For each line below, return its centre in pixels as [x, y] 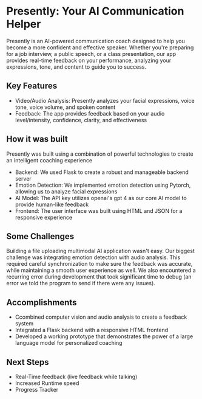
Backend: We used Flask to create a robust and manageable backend [102, 172]
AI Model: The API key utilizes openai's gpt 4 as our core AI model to [101, 198]
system [24, 324]
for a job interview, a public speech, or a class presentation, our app [91, 54]
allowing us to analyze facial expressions [66, 191]
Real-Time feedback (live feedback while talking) [76, 376]
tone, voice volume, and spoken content [65, 107]
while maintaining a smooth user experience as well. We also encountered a [101, 270]
